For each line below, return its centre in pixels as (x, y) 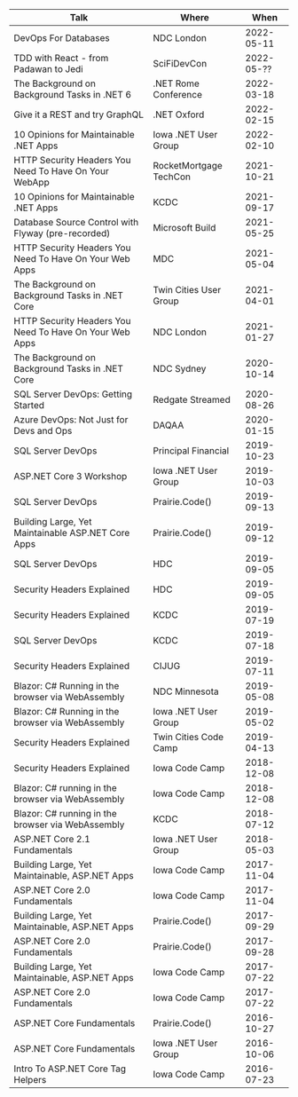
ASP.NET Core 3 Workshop (71, 476)
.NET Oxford (179, 114)
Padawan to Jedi (48, 69)
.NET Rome (176, 83)
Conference (177, 95)
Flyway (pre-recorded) (62, 233)
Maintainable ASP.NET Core (72, 533)
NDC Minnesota (186, 691)
